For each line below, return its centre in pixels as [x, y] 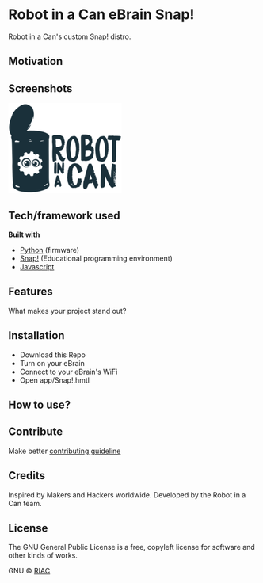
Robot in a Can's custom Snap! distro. [70, 36]
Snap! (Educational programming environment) [96, 258]
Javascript [37, 266]
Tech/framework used [64, 215]
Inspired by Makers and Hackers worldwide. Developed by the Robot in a [127, 495]
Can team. [25, 503]
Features [30, 292]
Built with [24, 234]
